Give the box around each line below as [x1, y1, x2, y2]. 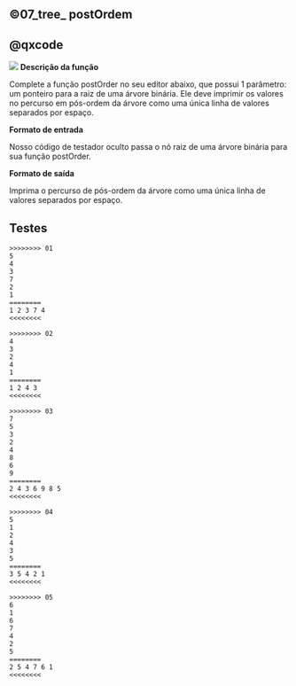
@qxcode [9, 37, 64, 52]
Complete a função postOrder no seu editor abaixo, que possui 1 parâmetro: [9, 79, 287, 90]
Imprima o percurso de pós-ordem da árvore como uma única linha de [9, 185, 266, 196]
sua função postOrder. [9, 151, 91, 162]
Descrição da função [19, 62, 99, 73]
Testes [9, 221, 48, 236]
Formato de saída [9, 168, 75, 179]
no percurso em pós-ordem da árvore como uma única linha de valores [9, 97, 270, 109]
